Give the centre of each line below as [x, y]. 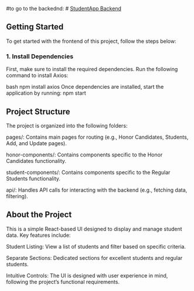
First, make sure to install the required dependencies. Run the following [92, 69]
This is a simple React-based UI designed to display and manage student [94, 229]
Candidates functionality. [36, 160]
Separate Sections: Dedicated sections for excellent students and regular [94, 257]
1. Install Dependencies [40, 56]
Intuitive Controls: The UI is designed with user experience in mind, [87, 275]
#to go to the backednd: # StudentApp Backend [64, 9]
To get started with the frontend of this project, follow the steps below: [91, 41]
